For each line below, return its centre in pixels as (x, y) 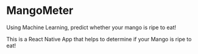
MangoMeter (40, 11)
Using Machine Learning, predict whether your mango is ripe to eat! (91, 27)
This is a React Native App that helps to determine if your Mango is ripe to (99, 39)
